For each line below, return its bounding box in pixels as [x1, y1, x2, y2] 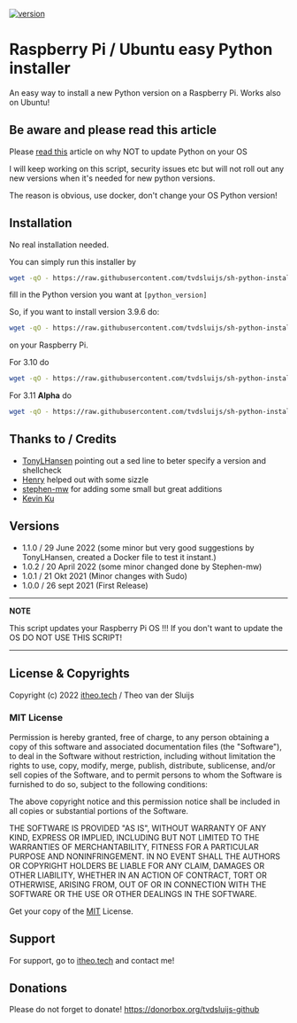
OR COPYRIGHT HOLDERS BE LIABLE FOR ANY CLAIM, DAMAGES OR [9, 860, 265, 871]
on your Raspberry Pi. [9, 340, 88, 350]
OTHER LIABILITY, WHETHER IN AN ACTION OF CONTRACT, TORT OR [9, 870, 267, 880]
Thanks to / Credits [9, 432, 118, 447]
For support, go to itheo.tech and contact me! [9, 955, 175, 965]
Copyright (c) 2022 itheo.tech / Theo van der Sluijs [9, 690, 194, 700]
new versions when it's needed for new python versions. [9, 173, 216, 184]
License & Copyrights [9, 666, 130, 682]
